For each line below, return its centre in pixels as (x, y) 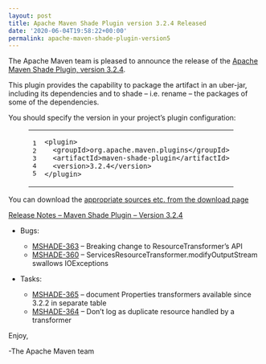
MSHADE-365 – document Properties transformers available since (141, 295)
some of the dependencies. (54, 102)
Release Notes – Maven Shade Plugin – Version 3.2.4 (96, 215)
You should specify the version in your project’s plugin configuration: (122, 118)
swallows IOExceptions (70, 264)
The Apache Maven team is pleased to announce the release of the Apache (133, 61)
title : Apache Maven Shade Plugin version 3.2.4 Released (107, 23)
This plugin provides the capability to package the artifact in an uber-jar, (128, 85)
